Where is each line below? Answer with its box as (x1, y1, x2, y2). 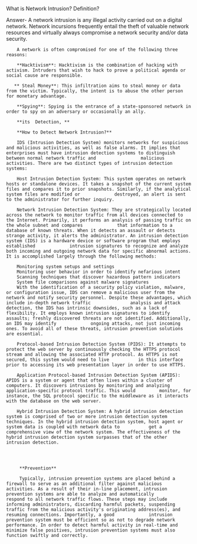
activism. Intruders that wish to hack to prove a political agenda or (6, 67, 186, 73)
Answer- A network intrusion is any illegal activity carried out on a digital (6, 17, 183, 23)
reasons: (6, 52, 28, 58)
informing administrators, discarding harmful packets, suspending (6, 501, 176, 507)
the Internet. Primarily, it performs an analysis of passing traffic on (6, 217, 192, 223)
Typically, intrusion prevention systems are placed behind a (19, 475, 176, 481)
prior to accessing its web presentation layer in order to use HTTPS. (6, 362, 186, 368)
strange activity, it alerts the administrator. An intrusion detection (6, 233, 189, 239)
